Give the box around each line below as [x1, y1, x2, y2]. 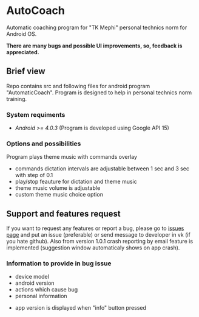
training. [6, 95, 27, 102]
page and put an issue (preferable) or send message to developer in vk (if [6, 231, 191, 239]
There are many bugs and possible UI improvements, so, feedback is [6, 42, 183, 49]
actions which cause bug [15, 286, 78, 293]
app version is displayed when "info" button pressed [15, 304, 147, 312]
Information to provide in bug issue [6, 259, 112, 268]
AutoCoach [6, 4, 65, 18]
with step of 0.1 [15, 172, 53, 179]
